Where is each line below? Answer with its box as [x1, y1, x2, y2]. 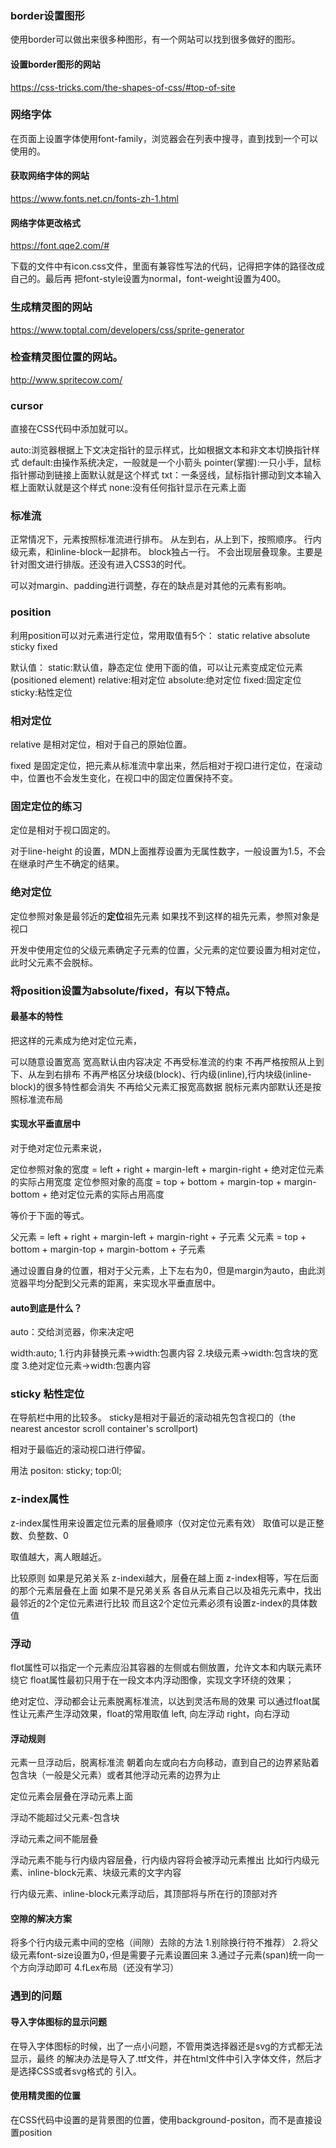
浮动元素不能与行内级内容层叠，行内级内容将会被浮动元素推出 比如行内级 [10, 1854, 311, 1866]
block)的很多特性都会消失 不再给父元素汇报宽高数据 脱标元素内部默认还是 [10, 1080, 313, 1092]
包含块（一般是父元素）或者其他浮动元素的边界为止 [10, 1769, 221, 1781]
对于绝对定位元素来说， [10, 1142, 107, 1154]
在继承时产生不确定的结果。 [10, 858, 125, 870]
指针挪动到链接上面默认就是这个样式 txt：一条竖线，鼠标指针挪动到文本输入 [10, 469, 322, 481]
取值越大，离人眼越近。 [10, 1550, 107, 1562]
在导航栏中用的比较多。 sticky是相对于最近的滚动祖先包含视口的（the [10, 1412, 296, 1424]
